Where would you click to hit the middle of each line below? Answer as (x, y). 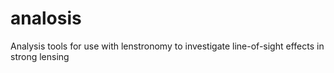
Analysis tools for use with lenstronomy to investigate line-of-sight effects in (167, 46)
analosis (46, 18)
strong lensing (40, 56)
